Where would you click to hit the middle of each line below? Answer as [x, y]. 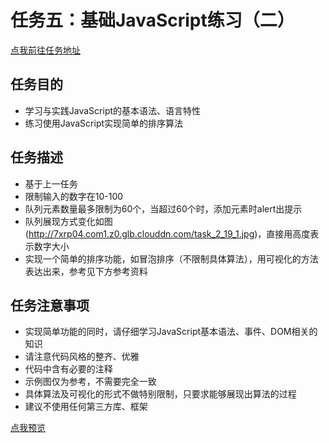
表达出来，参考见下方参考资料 [86, 271]
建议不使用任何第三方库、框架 [86, 407]
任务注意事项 [50, 305]
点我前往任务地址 [45, 50]
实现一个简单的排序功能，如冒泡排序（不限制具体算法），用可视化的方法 [171, 258]
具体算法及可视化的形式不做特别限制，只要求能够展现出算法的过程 [160, 394]
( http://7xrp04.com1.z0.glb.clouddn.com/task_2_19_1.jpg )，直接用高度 [167, 233]
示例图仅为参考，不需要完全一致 [90, 382]
